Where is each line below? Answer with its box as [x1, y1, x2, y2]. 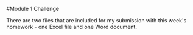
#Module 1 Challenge [6, 5, 60, 12]
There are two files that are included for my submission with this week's [6, 17, 187, 24]
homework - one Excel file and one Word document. [6, 24, 137, 30]
